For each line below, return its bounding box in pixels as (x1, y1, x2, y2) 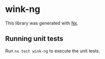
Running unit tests (5, 34, 63, 43)
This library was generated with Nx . (5, 20, 78, 26)
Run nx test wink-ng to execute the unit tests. (5, 47, 100, 53)
